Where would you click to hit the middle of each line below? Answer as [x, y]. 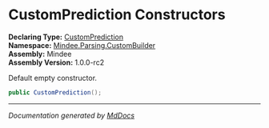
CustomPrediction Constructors [117, 15]
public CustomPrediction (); [55, 92]
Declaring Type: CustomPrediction [66, 37]
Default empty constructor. [53, 78]
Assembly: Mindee [40, 54]
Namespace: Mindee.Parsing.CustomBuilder [82, 45]
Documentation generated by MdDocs [71, 115]
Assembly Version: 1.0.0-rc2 [56, 62]
